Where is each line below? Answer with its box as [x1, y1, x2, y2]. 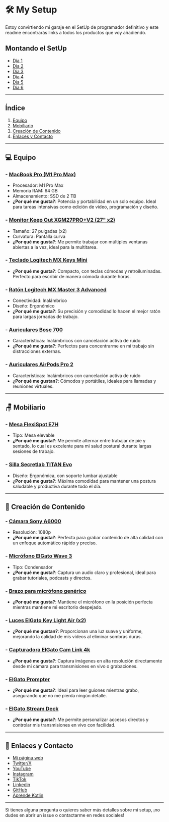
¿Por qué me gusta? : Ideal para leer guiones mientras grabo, [12, 687, 139, 693]
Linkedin [12, 782, 31, 788]
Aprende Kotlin [12, 792, 44, 798]
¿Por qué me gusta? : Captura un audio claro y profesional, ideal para [12, 569, 156, 576]
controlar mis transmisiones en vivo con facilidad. [12, 722, 116, 728]
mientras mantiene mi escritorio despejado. [12, 604, 103, 610]
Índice [5, 104, 25, 113]
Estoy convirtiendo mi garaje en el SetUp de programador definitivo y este [5, 24, 159, 30]
